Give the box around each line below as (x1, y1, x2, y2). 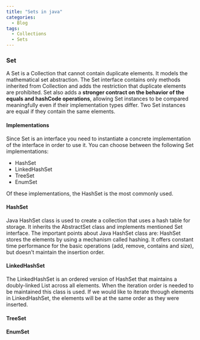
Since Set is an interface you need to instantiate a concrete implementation (6, 135, 191, 142)
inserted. (6, 301, 28, 308)
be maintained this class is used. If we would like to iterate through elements (6, 288, 194, 295)
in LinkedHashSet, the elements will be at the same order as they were (6, 294, 179, 302)
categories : (6, 14, 36, 20)
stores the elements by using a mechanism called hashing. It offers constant (6, 235, 194, 243)
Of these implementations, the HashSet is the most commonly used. (6, 189, 174, 197)
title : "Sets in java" (6, 8, 63, 15)
